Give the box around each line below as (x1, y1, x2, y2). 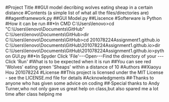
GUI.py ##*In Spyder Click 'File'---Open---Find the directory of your (12, 53, 157, 59)
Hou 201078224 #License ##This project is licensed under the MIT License (5, 69, 163, 75)
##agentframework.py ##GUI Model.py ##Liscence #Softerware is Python (5, 15, 162, 21)
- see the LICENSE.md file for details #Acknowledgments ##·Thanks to (5, 75, 154, 81)
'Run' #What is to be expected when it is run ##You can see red (17, 59, 152, 64)
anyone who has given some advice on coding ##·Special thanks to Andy (5, 80, 160, 86)
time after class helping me (5, 91, 62, 97)
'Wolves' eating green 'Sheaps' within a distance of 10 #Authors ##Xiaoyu (5, 64, 161, 70)
